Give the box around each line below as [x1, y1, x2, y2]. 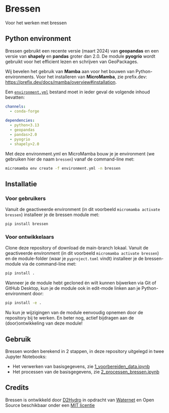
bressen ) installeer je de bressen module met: [5, 212, 100, 218]
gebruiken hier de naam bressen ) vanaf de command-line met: [5, 156, 135, 162]
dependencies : [5, 118, 35, 123]
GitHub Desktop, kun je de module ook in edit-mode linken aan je [5, 285, 141, 291]
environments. [5, 74, 35, 80]
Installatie [5, 180, 37, 188]
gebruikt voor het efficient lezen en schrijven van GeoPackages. [5, 59, 139, 65]
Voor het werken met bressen [5, 20, 67, 26]
